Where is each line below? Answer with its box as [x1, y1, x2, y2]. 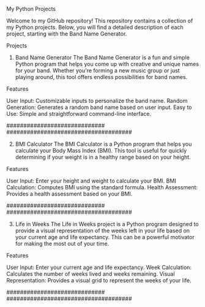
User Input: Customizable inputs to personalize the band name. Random [6, 97, 188, 104]
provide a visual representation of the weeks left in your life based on [15, 227, 190, 234]
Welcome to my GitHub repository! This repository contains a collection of [6, 17, 193, 24]
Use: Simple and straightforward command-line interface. [6, 110, 152, 117]
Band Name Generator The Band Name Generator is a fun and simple [15, 54, 190, 61]
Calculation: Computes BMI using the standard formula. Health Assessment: [6, 184, 198, 191]
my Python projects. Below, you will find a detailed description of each [6, 24, 184, 31]
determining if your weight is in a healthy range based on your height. [15, 153, 191, 161]
